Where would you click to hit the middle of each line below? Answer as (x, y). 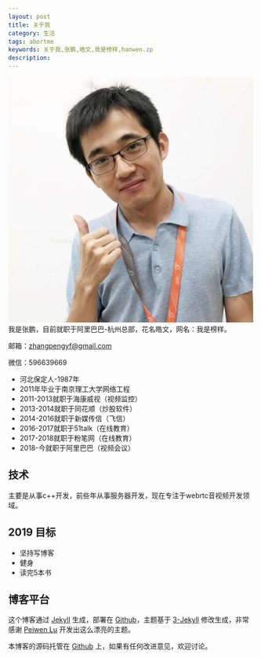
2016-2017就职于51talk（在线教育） (77, 428)
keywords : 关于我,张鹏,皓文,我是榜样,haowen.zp (81, 50)
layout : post (29, 16)
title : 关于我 (29, 25)
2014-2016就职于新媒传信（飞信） (74, 419)
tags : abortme (31, 42)
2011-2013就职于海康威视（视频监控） (81, 399)
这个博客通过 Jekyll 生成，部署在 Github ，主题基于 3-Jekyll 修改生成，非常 (129, 620)
